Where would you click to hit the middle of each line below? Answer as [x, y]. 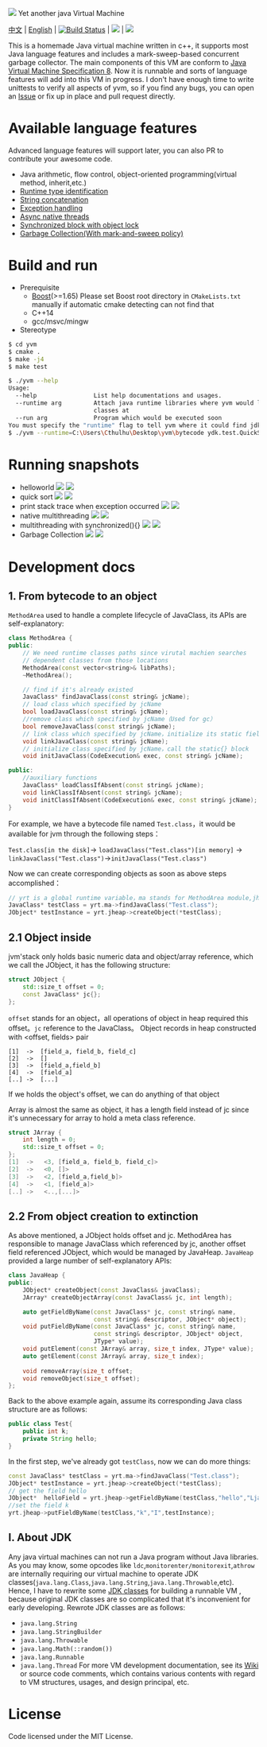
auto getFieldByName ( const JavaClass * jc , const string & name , [130, 1312]
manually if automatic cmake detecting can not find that [123, 304]
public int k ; [46, 1431]
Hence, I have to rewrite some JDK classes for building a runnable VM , [125, 1590]
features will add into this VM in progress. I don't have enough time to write [131, 79]
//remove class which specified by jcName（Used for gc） [119, 720]
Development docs [72, 567]
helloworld [37, 487]
